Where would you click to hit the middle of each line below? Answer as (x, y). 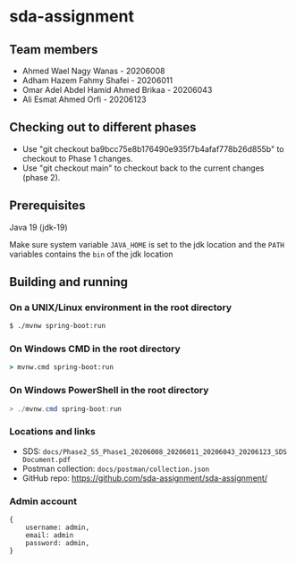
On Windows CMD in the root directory (95, 349)
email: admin (50, 535)
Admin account (43, 501)
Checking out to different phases (103, 127)
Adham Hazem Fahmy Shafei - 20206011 (97, 80)
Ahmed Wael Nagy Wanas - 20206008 (93, 71)
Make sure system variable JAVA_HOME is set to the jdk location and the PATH (147, 244)
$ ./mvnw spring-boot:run (57, 326)
